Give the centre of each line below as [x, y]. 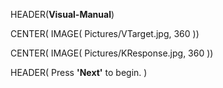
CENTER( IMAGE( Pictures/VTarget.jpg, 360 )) [105, 33]
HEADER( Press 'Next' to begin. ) [79, 72]
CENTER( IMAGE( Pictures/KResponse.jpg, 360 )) [112, 53]
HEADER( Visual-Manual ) [62, 14]
